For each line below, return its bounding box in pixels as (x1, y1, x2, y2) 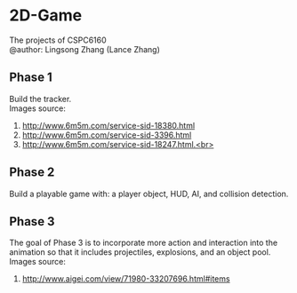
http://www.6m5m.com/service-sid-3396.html (21, 130, 192, 140)
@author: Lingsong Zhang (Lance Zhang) (9, 44, 160, 54)
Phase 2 (9, 165, 55, 180)
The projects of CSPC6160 (9, 35, 107, 45)
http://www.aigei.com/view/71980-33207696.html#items (21, 273, 230, 284)
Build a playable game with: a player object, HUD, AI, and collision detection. (9, 188, 289, 199)
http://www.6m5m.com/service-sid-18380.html (21, 120, 196, 131)
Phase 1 (9, 70, 53, 85)
